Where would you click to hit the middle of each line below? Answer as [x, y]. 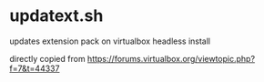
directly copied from [47, 58]
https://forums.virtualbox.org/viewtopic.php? [171, 58]
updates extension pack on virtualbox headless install [110, 41]
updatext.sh [56, 16]
